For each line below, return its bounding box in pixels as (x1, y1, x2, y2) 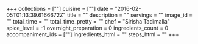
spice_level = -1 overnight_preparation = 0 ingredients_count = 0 (6, 24, 169, 31)
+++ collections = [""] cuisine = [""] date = (6, 5, 114, 12)
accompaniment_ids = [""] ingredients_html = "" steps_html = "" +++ (6, 31, 179, 38)
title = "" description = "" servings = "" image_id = (66, 11, 193, 19)
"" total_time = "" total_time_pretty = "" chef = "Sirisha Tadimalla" (6, 18, 171, 25)
